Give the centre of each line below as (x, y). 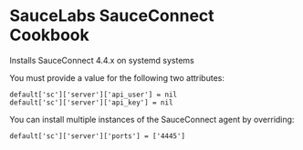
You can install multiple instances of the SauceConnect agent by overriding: (152, 119)
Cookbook (49, 35)
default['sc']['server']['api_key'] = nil (91, 102)
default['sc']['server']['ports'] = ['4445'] (97, 136)
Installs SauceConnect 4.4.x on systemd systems (102, 60)
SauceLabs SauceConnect (112, 16)
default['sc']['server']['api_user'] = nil (94, 95)
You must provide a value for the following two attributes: (117, 77)
